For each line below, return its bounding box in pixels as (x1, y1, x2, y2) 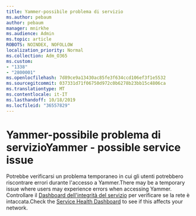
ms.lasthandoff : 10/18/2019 (6, 97, 76, 103)
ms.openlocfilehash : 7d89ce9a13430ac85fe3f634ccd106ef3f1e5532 (6, 75, 166, 81)
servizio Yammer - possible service (6, 141, 181, 154)
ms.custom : (6, 58, 33, 64)
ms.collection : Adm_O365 (6, 53, 68, 59)
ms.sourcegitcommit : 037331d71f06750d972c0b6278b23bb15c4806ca (6, 81, 166, 87)
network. (6, 204, 29, 211)
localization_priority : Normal (6, 47, 84, 53)
